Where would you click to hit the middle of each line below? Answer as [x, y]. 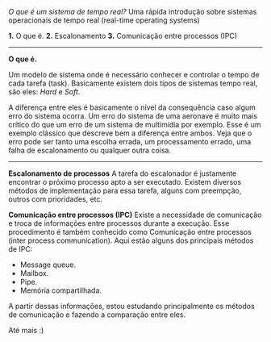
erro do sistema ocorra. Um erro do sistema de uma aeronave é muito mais [133, 116]
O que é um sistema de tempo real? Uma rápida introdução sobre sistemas [133, 12]
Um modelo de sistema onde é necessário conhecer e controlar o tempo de [134, 75]
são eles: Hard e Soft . [44, 92]
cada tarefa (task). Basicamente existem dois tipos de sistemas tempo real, [133, 83]
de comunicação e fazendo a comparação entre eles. [97, 315]
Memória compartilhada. [61, 290]
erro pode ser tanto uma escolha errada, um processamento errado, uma [130, 142]
